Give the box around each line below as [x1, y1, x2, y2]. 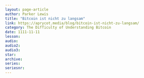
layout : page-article [5, 7, 49, 12]
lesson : [5, 34, 21, 39]
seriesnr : [5, 66, 25, 71]
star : [5, 52, 16, 57]
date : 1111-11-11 [5, 30, 40, 34]
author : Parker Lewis [5, 12, 49, 16]
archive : [5, 57, 23, 62]
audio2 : [5, 43, 21, 48]
